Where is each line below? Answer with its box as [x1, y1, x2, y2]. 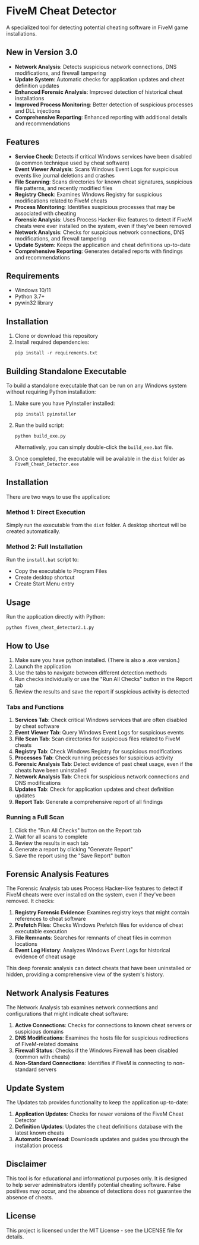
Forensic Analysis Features [6, 869, 109, 879]
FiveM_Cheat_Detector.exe [14, 461, 79, 467]
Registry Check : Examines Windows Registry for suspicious [14, 191, 162, 198]
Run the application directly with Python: [6, 613, 106, 620]
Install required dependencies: [14, 338, 90, 346]
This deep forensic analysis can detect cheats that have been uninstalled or [6, 965, 191, 972]
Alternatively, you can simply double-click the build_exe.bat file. [14, 443, 173, 451]
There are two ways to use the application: [6, 493, 111, 500]
